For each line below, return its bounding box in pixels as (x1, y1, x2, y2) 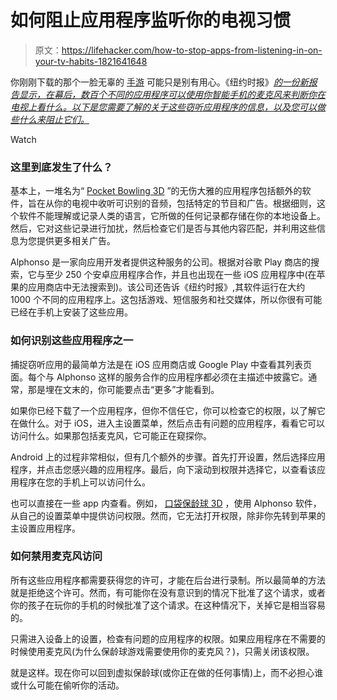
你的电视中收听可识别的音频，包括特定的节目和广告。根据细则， (53, 197, 317, 210)
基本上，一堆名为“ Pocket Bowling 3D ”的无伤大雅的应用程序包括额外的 (10, 185, 303, 197)
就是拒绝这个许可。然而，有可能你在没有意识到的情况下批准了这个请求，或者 (10, 586, 326, 598)
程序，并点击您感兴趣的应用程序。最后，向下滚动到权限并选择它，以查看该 (10, 463, 317, 475)
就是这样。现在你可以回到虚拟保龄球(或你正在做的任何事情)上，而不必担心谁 (10, 666, 324, 678)
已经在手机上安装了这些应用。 (10, 306, 133, 318)
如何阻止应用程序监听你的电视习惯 (10, 9, 292, 32)
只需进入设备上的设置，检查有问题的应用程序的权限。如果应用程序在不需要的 (10, 632, 326, 645)
